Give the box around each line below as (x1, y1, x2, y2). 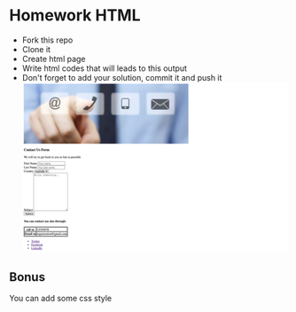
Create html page (21, 53, 86, 64)
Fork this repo (21, 35, 74, 45)
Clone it (21, 43, 51, 54)
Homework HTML (9, 5, 141, 26)
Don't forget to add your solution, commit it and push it (21, 72, 222, 82)
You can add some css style (9, 293, 113, 304)
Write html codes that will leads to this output (21, 63, 188, 74)
